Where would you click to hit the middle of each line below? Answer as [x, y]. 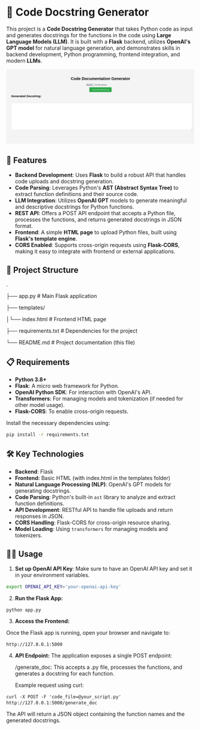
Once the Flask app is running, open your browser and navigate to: [88, 632]
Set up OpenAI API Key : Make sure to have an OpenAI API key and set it [104, 568]
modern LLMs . [24, 61]
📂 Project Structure [42, 270]
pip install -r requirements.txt [48, 435]
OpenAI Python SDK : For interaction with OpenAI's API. [83, 393]
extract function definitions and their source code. [76, 194]
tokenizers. [29, 535]
